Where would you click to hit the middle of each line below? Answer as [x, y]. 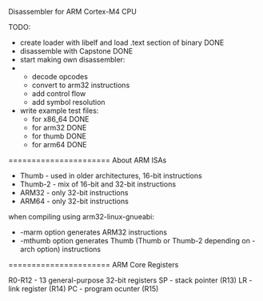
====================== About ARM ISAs [88, 160]
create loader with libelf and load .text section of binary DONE [122, 42]
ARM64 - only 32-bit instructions [74, 201]
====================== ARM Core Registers [94, 265]
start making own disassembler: [72, 60]
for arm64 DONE [60, 144]
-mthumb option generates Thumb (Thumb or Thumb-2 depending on [135, 241]
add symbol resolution [68, 102]
